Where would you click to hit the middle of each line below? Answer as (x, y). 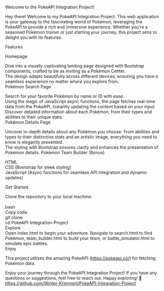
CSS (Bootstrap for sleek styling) (38, 167)
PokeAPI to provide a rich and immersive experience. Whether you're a (76, 27)
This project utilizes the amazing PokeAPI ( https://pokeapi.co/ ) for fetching (80, 258)
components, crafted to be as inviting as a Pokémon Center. (65, 71)
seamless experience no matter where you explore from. (62, 81)
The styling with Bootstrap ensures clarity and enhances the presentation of (82, 147)
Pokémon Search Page (28, 87)
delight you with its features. (34, 37)
